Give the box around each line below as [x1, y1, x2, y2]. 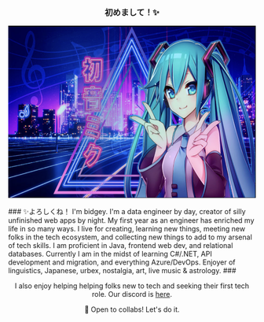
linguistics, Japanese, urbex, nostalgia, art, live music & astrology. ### [8, 266, 237, 276]
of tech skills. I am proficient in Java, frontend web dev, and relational [8, 241, 233, 250]
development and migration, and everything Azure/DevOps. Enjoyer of [8, 257, 236, 267]
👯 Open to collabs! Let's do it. [84, 305, 180, 314]
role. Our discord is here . [91, 290, 173, 299]
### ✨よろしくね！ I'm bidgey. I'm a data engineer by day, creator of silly [8, 207, 246, 217]
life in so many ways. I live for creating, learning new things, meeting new [8, 224, 246, 234]
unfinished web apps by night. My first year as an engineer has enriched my [8, 216, 255, 225]
